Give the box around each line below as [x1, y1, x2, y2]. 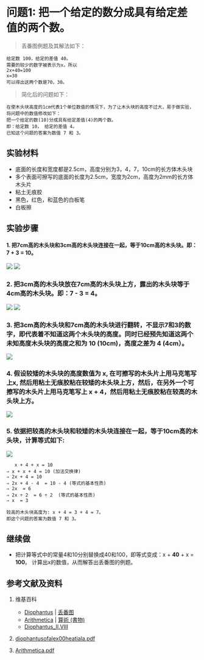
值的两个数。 [6, 21, 71, 35]
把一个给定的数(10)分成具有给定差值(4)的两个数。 [6, 117, 116, 123]
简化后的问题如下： [21, 90, 70, 98]
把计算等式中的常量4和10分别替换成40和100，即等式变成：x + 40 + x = [15, 551, 194, 559]
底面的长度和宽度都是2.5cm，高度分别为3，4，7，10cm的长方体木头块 [15, 165, 193, 173]
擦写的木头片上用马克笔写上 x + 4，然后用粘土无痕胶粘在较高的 [6, 387, 191, 396]
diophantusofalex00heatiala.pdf [15, 635, 96, 642]
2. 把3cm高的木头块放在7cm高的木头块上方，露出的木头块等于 [6, 280, 190, 289]
